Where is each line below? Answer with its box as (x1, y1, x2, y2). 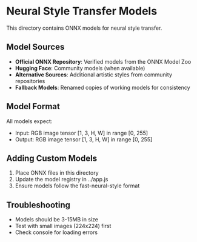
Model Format (6, 101, 61, 112)
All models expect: (6, 117, 53, 125)
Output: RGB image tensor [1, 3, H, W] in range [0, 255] (15, 135, 153, 143)
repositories (15, 77, 45, 84)
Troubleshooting (6, 200, 71, 210)
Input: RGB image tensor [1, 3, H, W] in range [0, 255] (15, 129, 149, 136)
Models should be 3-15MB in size (15, 216, 99, 223)
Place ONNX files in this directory (15, 169, 99, 176)
